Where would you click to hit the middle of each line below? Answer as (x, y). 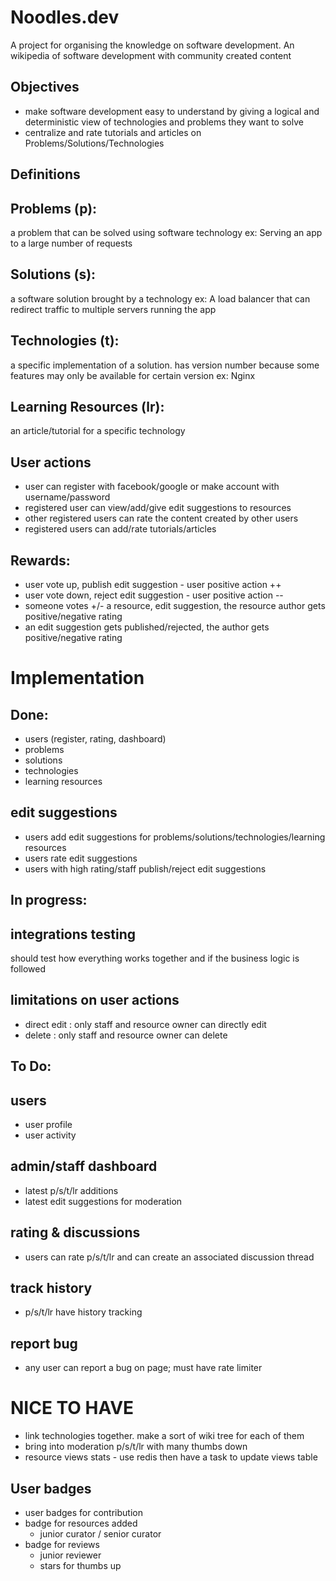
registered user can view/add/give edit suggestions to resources (158, 508)
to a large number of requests (71, 243)
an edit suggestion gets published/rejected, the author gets (147, 627)
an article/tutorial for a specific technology (98, 431)
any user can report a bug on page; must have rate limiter (143, 1368)
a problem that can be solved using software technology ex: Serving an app (166, 232)
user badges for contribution (83, 1513)
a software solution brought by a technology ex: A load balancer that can (160, 298)
